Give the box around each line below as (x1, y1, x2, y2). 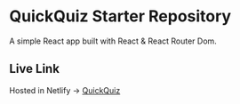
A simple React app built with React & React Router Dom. (9, 36, 218, 46)
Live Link (9, 61, 60, 76)
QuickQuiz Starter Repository (9, 6, 232, 27)
